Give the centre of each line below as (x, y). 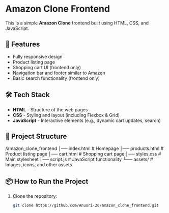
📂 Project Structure (36, 136)
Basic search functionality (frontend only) (56, 78)
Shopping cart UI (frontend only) (47, 67)
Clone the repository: (35, 196)
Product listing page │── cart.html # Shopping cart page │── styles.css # (83, 154)
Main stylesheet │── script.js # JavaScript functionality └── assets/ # (79, 159)
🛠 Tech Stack (27, 95)
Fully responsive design (37, 56)
